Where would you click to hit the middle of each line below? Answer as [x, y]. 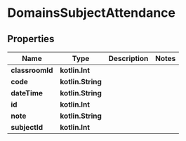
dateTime [27, 93]
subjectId [27, 127]
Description [128, 59]
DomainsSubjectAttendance [91, 13]
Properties [31, 39]
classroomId [32, 70]
